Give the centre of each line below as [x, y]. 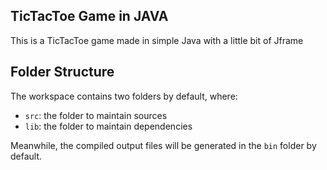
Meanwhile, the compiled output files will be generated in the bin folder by [163, 145]
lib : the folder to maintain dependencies [108, 126]
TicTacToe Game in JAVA [89, 16]
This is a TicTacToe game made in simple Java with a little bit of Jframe [157, 40]
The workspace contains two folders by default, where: [124, 96]
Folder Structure [62, 72]
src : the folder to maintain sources [96, 115]
